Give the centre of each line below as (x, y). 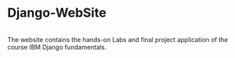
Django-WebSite (57, 13)
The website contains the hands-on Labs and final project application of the (118, 39)
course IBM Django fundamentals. (57, 47)
